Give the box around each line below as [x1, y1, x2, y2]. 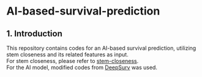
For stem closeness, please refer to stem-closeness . [6, 58, 139, 64]
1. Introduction [6, 28, 62, 39]
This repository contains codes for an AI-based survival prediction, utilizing [6, 44, 196, 52]
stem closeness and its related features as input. [6, 51, 129, 58]
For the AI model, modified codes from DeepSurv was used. [6, 64, 158, 71]
